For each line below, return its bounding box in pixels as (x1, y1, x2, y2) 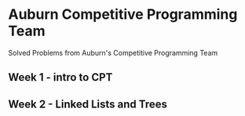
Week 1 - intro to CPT (8, 71, 113, 84)
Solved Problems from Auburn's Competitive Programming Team (8, 48, 218, 57)
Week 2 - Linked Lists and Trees (8, 97, 167, 111)
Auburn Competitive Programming (8, 5, 238, 24)
